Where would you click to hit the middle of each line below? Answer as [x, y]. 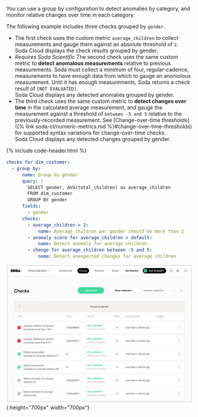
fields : [31, 206]
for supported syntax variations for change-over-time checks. [90, 133]
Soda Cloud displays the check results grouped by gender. [86, 51]
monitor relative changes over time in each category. [71, 15]
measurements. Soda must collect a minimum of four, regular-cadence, [102, 70]
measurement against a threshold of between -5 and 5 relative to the [98, 114]
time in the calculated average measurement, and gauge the [89, 107]
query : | [33, 181]
